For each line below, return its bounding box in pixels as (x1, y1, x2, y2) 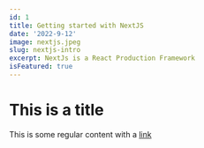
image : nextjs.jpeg (9, 37, 81, 47)
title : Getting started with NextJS (9, 21, 144, 30)
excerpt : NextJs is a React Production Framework (9, 54, 196, 63)
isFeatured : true (9, 63, 73, 71)
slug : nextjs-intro (9, 46, 81, 55)
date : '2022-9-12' (9, 29, 77, 38)
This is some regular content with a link (9, 129, 152, 139)
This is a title (9, 100, 104, 120)
